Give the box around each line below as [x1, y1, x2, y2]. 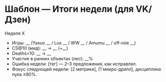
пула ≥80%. [11, 71, 37, 77]
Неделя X [4, 30, 25, 36]
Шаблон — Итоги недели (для [4, 3, 134, 15]
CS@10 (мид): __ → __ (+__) [11, 45, 68, 51]
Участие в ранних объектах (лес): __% [11, 55, 93, 61]
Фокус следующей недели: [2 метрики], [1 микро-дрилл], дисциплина [11, 66, 161, 72]
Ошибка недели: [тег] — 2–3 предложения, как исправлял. [11, 61, 137, 67]
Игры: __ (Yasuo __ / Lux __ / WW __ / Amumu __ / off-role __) [11, 40, 136, 45]
